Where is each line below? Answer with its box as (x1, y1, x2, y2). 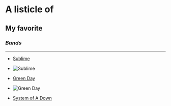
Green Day (12, 75, 36, 81)
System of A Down (12, 95, 52, 101)
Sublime (12, 55, 30, 62)
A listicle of (5, 4, 54, 15)
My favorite (5, 24, 43, 33)
